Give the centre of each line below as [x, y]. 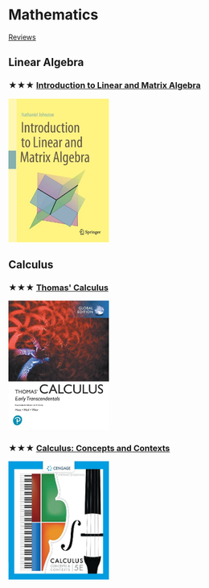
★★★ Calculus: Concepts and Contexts [89, 448]
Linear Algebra [46, 62]
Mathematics [53, 15]
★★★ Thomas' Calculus [58, 288]
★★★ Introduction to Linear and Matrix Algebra [104, 85]
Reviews [22, 37]
